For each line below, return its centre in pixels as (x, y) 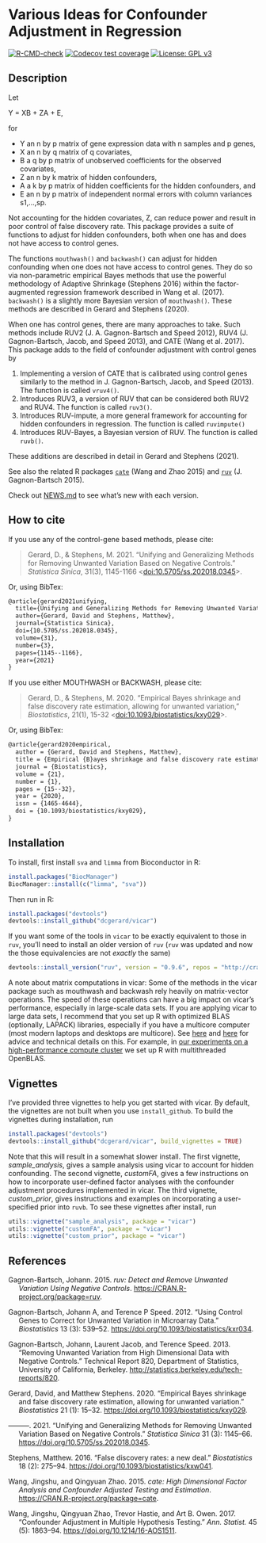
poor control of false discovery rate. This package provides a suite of (121, 226)
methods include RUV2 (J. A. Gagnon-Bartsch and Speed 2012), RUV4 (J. (128, 332)
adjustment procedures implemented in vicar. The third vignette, (113, 1190)
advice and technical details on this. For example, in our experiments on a (128, 1042)
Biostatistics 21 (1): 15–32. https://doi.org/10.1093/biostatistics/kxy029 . (133, 1410)
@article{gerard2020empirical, (60, 745)
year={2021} (35, 660)
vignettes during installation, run (61, 1119)
